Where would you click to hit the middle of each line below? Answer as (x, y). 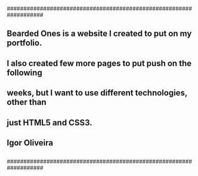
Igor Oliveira (30, 143)
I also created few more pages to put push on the (99, 63)
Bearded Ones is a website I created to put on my (99, 34)
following (24, 72)
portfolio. (24, 43)
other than (27, 102)
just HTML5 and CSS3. (50, 123)
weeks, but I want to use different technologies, (97, 93)
